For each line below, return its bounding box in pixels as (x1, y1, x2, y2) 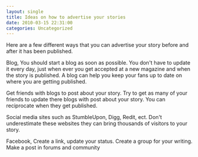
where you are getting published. (6, 78, 87, 85)
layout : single (6, 8, 44, 15)
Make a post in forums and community (6, 144, 100, 151)
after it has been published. (6, 48, 73, 55)
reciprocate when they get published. (6, 102, 98, 110)
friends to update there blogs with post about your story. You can (6, 96, 166, 103)
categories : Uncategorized (6, 25, 73, 31)
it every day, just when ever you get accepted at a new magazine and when (6, 66, 191, 73)
